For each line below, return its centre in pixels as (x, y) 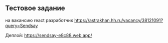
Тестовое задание (35, 8)
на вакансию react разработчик (39, 20)
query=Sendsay (22, 25)
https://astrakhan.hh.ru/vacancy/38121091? (119, 20)
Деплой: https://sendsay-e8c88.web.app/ (49, 35)
